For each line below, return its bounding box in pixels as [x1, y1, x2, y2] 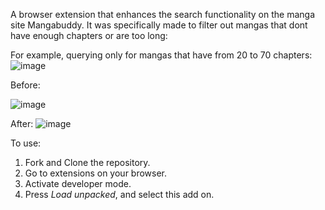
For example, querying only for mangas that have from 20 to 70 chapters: [10, 49, 313, 61]
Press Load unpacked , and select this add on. [24, 189, 215, 200]
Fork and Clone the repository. [24, 157, 151, 168]
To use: [10, 137, 42, 149]
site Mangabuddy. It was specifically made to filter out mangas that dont [10, 19, 308, 31]
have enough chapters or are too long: [10, 30, 168, 41]
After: [10, 118, 34, 129]
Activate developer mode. [24, 178, 132, 189]
